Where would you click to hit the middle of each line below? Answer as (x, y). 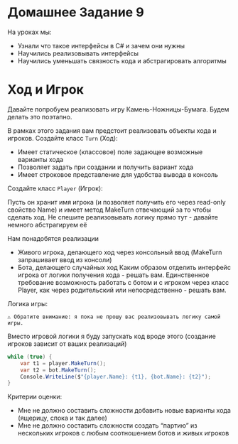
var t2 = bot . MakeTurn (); (59, 370)
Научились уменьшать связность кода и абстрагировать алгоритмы (122, 60)
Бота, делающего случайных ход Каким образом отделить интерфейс (124, 267)
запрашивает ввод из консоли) (65, 259)
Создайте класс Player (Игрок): (55, 188)
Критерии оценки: (35, 397)
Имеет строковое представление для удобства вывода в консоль (118, 174)
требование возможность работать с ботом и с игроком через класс (123, 282)
